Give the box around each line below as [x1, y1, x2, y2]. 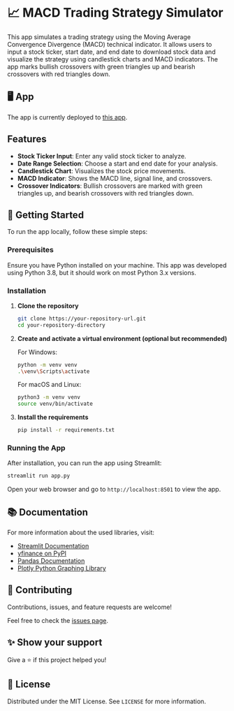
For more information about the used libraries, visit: [7, 528, 155, 537]
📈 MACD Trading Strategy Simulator [7, 5, 224, 21]
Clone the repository [17, 301, 79, 310]
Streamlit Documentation [17, 542, 89, 550]
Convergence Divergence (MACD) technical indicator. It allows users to [7, 40, 212, 48]
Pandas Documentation [17, 557, 85, 565]
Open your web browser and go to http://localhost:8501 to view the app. [7, 485, 221, 494]
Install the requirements [17, 413, 89, 422]
